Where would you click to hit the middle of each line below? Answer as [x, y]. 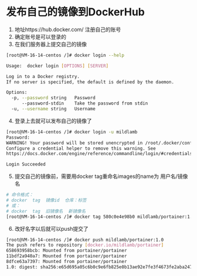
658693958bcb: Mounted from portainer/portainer [67, 251]
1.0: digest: [22, 267]
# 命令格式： [20, 195]
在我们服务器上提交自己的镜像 [50, 44]
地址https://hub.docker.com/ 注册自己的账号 [68, 29]
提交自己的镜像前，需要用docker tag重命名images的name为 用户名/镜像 [101, 176]
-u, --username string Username [53, 109]
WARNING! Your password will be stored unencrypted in [74, 143]
